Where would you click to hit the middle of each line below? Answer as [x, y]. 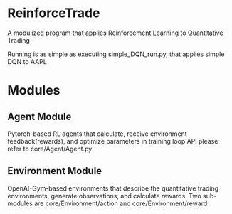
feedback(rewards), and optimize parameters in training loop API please [113, 141]
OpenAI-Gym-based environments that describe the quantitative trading [113, 188]
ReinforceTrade [54, 13]
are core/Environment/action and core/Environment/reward [121, 203]
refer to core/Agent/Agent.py [50, 149]
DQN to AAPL [27, 61]
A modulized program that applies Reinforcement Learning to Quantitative [115, 33]
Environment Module [55, 171]
